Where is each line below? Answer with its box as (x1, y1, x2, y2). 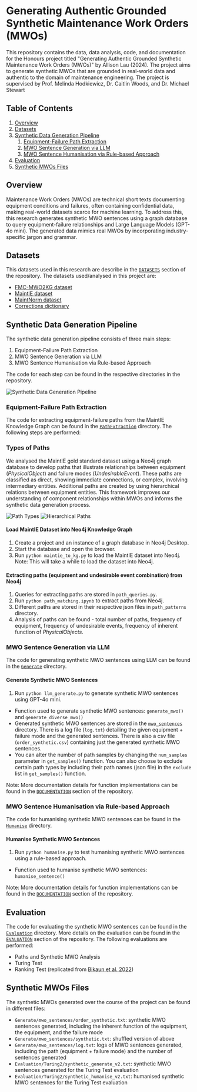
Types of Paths (6, 444, 50, 452)
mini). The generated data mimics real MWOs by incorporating (14, 227, 165, 234)
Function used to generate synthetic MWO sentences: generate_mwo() (14, 707, 184, 714)
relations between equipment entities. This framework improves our (6, 488, 171, 496)
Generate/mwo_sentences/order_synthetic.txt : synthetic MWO (14, 1016, 166, 1023)
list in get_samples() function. (14, 770, 86, 777)
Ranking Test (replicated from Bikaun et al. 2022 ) (14, 966, 134, 973)
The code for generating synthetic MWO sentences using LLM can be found (6, 657, 191, 664)
